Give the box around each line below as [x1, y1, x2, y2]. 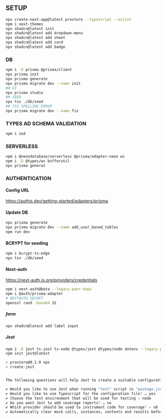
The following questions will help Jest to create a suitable [5, 378, 136, 383]
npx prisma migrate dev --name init [5, 81, 81, 86]
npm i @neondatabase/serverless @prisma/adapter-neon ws [5, 154, 125, 159]
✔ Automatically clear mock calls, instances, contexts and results [5, 410, 149, 415]
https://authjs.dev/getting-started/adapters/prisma [5, 198, 108, 204]
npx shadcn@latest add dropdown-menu [5, 31, 83, 36]
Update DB [5, 209, 29, 215]
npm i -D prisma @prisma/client [5, 67, 72, 72]
